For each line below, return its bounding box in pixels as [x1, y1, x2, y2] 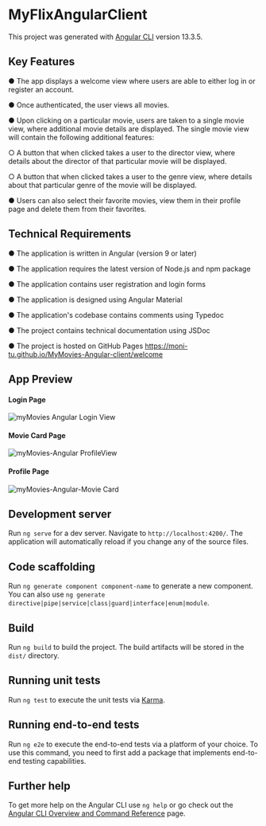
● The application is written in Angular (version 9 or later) [8, 249, 197, 258]
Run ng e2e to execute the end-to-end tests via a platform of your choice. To [8, 739, 259, 749]
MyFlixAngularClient [8, 6, 148, 24]
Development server [8, 507, 112, 521]
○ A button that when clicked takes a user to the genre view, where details [8, 171, 253, 181]
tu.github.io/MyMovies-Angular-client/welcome [8, 349, 164, 359]
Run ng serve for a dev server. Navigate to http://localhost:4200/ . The [8, 528, 244, 538]
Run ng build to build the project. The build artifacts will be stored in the [8, 643, 245, 652]
